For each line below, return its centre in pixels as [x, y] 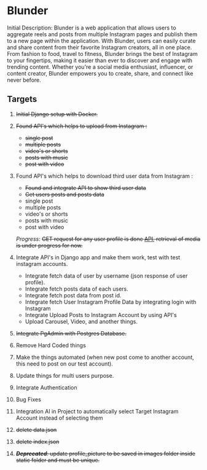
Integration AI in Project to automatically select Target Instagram [97, 411]
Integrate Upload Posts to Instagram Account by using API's [101, 315]
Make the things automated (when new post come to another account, [105, 357]
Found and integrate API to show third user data [85, 187]
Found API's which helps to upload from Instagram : [81, 126]
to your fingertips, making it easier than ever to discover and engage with [100, 60]
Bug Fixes [29, 399]
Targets [22, 99]
